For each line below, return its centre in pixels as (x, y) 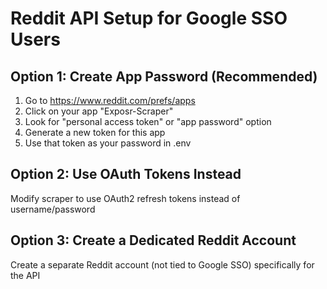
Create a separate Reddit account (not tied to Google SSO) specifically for (162, 264)
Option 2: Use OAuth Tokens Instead (126, 174)
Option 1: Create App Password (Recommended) (164, 76)
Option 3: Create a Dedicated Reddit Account (153, 240)
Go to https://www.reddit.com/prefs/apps (110, 100)
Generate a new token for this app (95, 132)
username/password (53, 209)
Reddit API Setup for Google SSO (149, 18)
